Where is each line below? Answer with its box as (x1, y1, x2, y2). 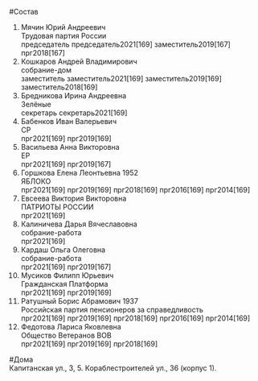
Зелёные (20, 100, 51, 109)
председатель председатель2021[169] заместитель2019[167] (20, 39, 231, 49)
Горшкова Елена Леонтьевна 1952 (20, 168, 139, 177)
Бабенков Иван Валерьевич (20, 117, 117, 126)
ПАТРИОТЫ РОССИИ (20, 202, 95, 212)
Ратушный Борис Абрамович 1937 (20, 296, 139, 305)
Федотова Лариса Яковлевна (20, 322, 121, 331)
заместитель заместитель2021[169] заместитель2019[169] (20, 74, 222, 83)
